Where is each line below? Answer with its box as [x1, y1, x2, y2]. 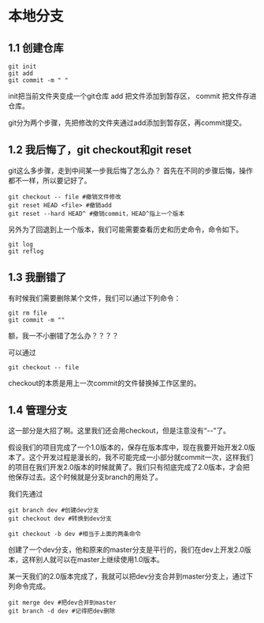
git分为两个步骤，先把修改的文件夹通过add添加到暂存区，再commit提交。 [8, 118, 247, 127]
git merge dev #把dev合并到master [8, 598, 117, 607]
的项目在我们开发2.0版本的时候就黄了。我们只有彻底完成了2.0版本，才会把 [8, 463, 251, 472]
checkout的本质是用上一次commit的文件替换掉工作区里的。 [8, 378, 201, 387]
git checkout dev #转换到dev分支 [8, 515, 112, 523]
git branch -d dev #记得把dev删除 [8, 607, 116, 615]
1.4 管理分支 [8, 404, 68, 417]
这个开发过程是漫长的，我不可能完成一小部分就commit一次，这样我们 [28, 452, 254, 463]
